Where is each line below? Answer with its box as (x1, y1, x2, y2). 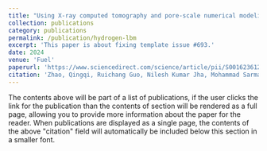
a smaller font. (8, 134, 56, 144)
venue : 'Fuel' (8, 56, 56, 64)
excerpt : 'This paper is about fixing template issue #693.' (8, 41, 215, 49)
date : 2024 (8, 48, 44, 56)
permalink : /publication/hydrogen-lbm (8, 33, 137, 42)
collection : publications (8, 19, 94, 27)
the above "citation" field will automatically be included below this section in (8, 126, 257, 136)
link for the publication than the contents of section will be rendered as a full (8, 101, 257, 110)
